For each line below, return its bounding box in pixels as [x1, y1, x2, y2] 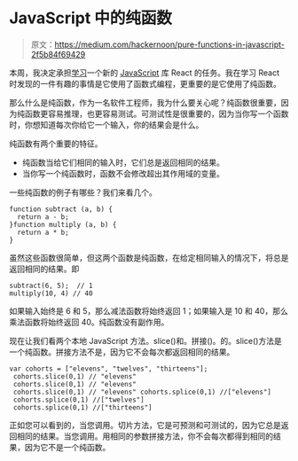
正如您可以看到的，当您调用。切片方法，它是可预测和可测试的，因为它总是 [9, 419, 281, 430]
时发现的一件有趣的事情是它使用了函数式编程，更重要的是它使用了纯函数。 [9, 78, 281, 89]
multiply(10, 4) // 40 [9, 289, 93, 298]
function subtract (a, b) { [9, 205, 114, 214]
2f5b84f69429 [30, 49, 86, 59]
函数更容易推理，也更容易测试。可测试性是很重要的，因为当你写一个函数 [24, 108, 289, 119]
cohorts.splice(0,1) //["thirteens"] [12, 402, 153, 412]
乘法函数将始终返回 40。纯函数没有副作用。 [9, 316, 169, 327]
